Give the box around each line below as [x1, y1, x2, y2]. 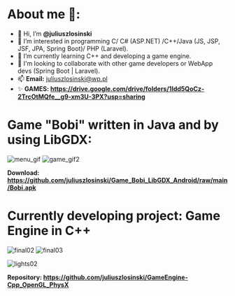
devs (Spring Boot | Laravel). [17, 66, 100, 75]
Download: [7, 168, 40, 177]
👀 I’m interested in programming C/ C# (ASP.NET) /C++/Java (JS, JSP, [17, 36, 220, 45]
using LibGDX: [7, 132, 92, 148]
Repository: [7, 273, 43, 281]
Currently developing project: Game [7, 208, 220, 224]
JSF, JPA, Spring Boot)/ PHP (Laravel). [17, 44, 129, 52]
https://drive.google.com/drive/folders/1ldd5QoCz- [50, 84, 205, 93]
